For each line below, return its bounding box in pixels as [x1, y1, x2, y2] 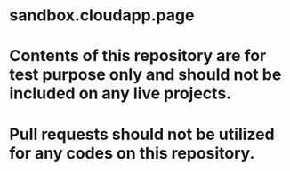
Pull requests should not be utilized [9, 124, 275, 144]
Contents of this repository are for [9, 46, 267, 66]
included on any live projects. [9, 83, 232, 104]
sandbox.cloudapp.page [9, 5, 195, 26]
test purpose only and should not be [9, 65, 282, 85]
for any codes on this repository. [9, 143, 255, 163]
